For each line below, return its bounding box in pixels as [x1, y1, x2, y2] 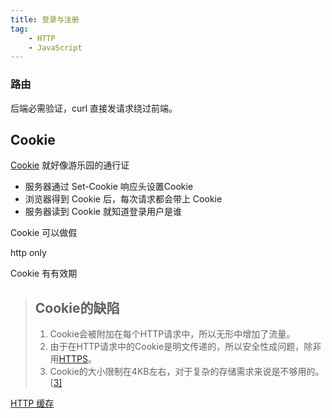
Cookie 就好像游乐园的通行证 [10, 159, 130, 171]
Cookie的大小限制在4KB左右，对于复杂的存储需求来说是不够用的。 [49, 366, 325, 378]
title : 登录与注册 [10, 14, 80, 25]
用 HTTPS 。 [49, 353, 97, 365]
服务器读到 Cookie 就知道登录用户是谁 [24, 206, 182, 218]
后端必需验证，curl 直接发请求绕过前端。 [10, 102, 178, 114]
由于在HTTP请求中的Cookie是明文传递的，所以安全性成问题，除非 [49, 341, 322, 353]
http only [10, 247, 47, 259]
